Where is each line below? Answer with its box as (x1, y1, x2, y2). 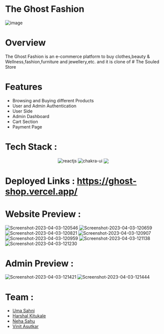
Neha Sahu (12, 318, 35, 324)
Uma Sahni (12, 308, 35, 314)
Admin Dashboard (12, 113, 50, 119)
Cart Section (12, 119, 38, 125)
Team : (5, 292, 34, 302)
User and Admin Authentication (12, 103, 77, 109)
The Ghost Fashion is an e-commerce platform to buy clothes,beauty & (5, 53, 150, 59)
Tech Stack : (5, 141, 57, 152)
